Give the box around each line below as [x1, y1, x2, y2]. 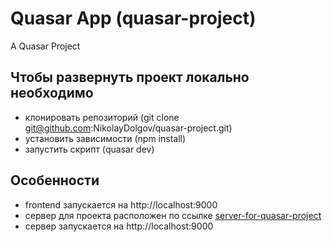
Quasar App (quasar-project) [10, 7, 257, 30]
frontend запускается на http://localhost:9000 [24, 198, 218, 211]
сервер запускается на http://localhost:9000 [24, 220, 214, 232]
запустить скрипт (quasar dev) [24, 143, 155, 155]
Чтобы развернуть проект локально [10, 69, 250, 86]
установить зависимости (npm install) [24, 132, 187, 144]
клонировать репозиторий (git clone [24, 111, 180, 123]
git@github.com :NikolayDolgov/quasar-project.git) [24, 122, 233, 134]
